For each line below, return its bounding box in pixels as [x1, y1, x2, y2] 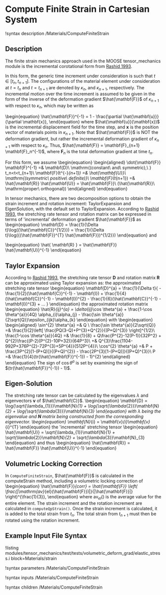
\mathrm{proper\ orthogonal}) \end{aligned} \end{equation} [5, 186, 128, 192]
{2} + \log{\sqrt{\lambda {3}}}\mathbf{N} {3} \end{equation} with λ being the [5, 408, 161, 415]
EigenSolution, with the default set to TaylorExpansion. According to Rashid [5, 206, 160, 212]
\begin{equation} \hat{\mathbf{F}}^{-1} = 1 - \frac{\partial [5, 113, 122, 119]
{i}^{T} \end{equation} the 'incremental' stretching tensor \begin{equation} [5, 424, 158, 430]
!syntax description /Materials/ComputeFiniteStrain [5, 30, 109, 36]
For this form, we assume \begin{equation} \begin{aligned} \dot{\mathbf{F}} [5, 160, 161, 166]
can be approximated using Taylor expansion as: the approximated [5, 280, 141, 286]
